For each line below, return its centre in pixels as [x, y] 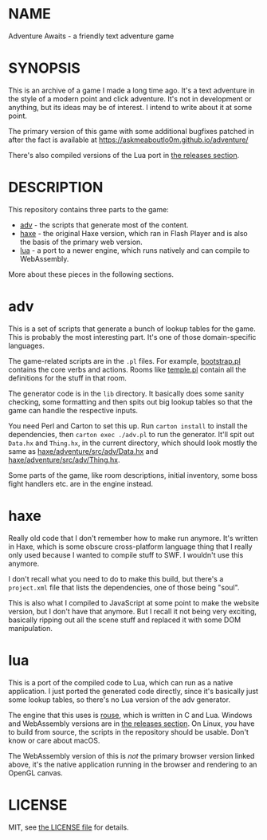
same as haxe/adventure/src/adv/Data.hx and [83, 451]
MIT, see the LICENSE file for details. [69, 827]
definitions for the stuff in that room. [68, 378]
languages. [27, 345]
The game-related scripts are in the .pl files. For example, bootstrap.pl [124, 361]
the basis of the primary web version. [81, 242]
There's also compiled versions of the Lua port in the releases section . [124, 155]
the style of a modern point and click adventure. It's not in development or [130, 99]
